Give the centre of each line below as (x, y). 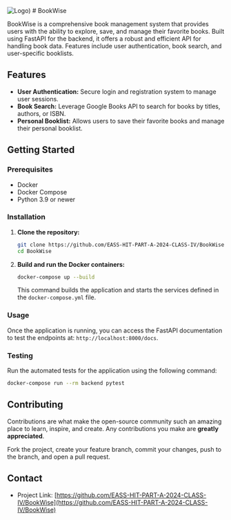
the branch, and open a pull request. (59, 457)
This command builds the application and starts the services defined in (118, 290)
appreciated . (26, 436)
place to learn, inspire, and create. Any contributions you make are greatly (113, 428)
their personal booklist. (50, 128)
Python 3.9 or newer (46, 199)
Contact (25, 478)
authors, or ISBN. (41, 113)
